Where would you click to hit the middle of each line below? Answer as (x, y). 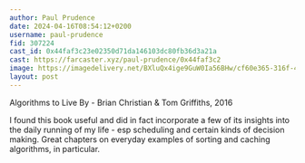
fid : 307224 (32, 43)
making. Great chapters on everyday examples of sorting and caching (140, 139)
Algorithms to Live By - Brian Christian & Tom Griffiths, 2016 (121, 102)
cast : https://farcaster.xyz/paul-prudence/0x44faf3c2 (115, 60)
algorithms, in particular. (55, 149)
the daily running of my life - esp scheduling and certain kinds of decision (147, 129)
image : (22, 69)
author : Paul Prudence (52, 18)
